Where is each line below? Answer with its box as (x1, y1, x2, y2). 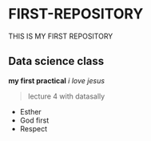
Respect (19, 123, 48, 133)
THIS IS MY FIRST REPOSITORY (8, 31, 113, 41)
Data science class (8, 54, 105, 68)
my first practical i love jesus (8, 75, 105, 85)
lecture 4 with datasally (27, 91, 105, 101)
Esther (19, 107, 42, 116)
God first (19, 115, 50, 125)
